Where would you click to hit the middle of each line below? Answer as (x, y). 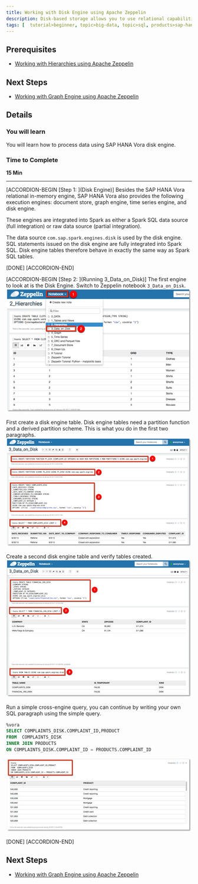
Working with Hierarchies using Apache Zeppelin (74, 64)
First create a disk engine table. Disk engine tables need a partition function (98, 422)
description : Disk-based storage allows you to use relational (85, 19)
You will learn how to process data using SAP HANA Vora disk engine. (91, 144)
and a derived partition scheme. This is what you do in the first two (87, 428)
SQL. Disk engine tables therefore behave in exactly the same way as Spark (98, 250)
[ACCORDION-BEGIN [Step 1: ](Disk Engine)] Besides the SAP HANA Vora (95, 189)
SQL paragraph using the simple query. (54, 713)
